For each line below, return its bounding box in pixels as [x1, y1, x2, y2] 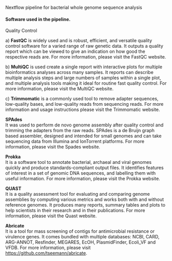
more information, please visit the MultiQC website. [5, 86, 114, 92]
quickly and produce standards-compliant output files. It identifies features [5, 164, 164, 171]
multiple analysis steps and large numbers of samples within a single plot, [5, 74, 161, 81]
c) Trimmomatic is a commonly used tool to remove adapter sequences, [5, 96, 159, 102]
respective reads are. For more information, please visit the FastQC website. [5, 54, 166, 60]
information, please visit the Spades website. [5, 144, 101, 150]
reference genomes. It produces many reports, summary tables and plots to [5, 202, 166, 208]
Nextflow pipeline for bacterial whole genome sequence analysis [5, 5, 142, 10]
